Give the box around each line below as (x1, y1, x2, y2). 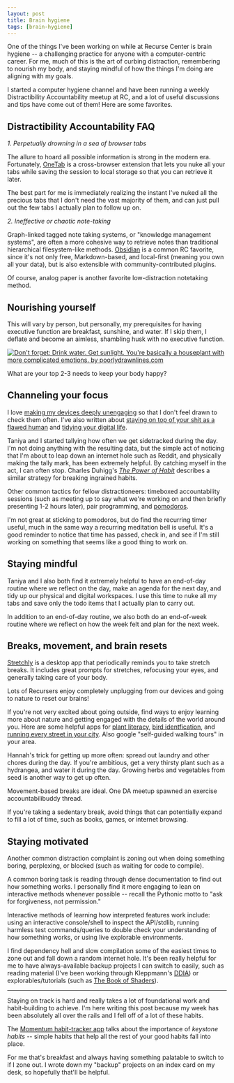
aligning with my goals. (7, 72, 73, 80)
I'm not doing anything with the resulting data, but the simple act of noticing (7, 444, 225, 452)
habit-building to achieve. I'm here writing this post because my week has (7, 1004, 219, 1012)
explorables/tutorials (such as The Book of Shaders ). (7, 976, 159, 985)
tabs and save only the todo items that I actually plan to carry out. (7, 599, 196, 607)
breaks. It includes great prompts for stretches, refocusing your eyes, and (7, 666, 219, 674)
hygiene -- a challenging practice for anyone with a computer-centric (7, 50, 206, 58)
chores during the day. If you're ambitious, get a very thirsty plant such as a (7, 759, 224, 767)
